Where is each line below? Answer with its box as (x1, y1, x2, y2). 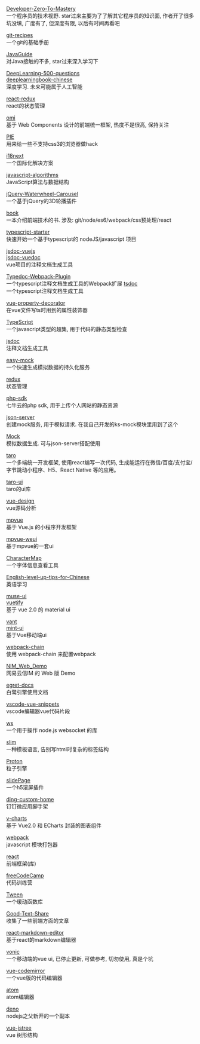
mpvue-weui (6, 535, 38, 543)
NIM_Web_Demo (6, 663, 47, 669)
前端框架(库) (6, 860, 37, 867)
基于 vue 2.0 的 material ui (6, 606, 70, 613)
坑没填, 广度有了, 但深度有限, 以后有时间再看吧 (6, 20, 120, 26)
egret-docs (6, 681, 34, 688)
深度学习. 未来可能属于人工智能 (6, 83, 82, 90)
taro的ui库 (6, 485, 31, 492)
